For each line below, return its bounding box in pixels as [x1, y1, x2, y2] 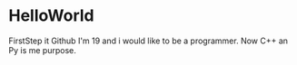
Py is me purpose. [8, 44, 76, 55]
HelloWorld [8, 5, 94, 26]
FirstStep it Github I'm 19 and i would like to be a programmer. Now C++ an [8, 35, 288, 46]
